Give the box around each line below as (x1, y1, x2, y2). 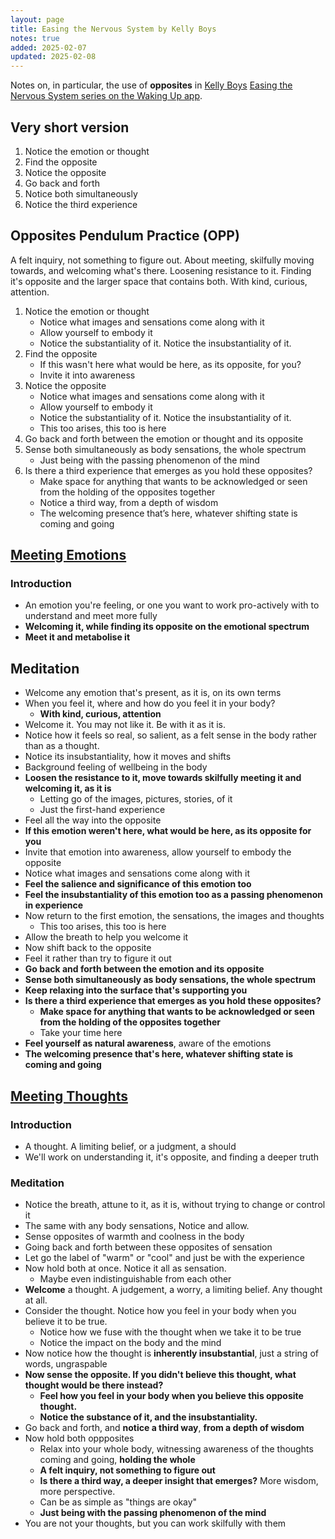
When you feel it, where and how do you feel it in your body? (24, 697, 276, 710)
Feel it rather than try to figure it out (24, 952, 172, 965)
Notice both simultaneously (24, 187, 138, 200)
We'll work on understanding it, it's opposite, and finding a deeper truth (24, 1151, 320, 1163)
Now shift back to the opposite (24, 942, 152, 954)
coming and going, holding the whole (39, 1454, 196, 1466)
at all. (24, 1294, 48, 1306)
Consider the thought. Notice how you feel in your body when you (24, 1305, 297, 1317)
